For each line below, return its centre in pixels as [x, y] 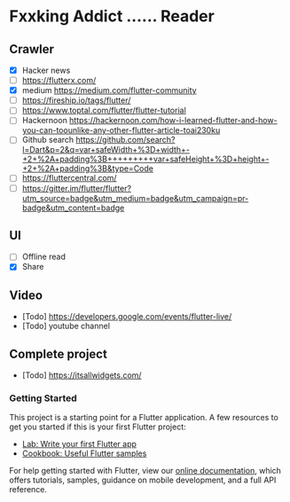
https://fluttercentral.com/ [69, 178]
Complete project [59, 353]
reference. [28, 490]
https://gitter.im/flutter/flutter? [76, 188]
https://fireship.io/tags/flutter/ [76, 100]
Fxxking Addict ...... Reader [112, 16]
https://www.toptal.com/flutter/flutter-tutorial [104, 110]
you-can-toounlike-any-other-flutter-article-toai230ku [121, 130]
